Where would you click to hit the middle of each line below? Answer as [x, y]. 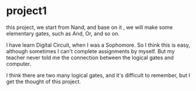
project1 [27, 11]
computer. [19, 64]
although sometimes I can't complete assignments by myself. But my [91, 51]
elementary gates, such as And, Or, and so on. [63, 33]
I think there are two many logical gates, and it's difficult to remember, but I [98, 75]
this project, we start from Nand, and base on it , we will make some [89, 27]
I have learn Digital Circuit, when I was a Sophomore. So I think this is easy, [98, 45]
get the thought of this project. [44, 82]
